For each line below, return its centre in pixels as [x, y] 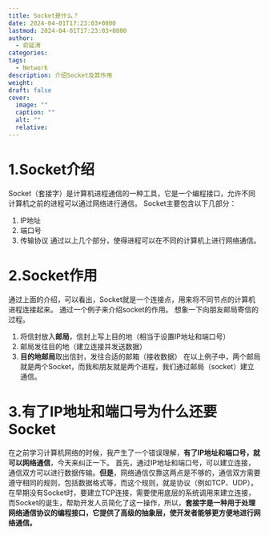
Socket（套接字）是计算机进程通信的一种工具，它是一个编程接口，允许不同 [132, 193]
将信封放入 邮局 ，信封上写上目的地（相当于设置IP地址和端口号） [125, 336]
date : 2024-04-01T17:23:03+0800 [62, 23]
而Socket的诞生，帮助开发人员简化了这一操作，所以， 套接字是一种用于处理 [132, 502]
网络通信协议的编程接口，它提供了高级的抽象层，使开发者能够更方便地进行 [131, 513]
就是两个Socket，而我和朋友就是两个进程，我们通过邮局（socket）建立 [137, 366]
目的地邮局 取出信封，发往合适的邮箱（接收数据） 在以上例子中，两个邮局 [140, 356]
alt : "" [28, 120]
